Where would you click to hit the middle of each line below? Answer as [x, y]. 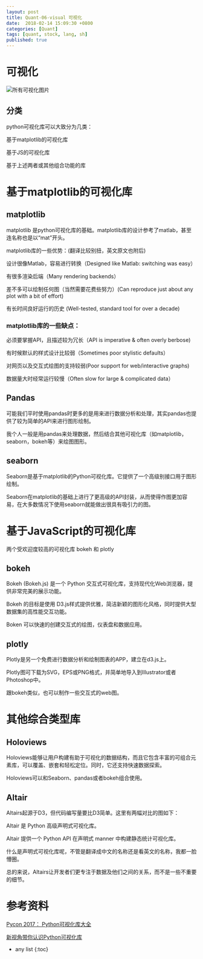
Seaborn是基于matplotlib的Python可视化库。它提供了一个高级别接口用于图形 [101, 476]
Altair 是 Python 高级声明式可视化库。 [53, 826]
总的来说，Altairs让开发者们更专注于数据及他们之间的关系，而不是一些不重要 [101, 872]
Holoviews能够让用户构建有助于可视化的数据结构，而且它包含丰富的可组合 [99, 758]
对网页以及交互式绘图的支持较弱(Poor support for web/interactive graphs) [98, 366]
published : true [27, 40]
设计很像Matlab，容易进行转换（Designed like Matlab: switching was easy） [101, 263]
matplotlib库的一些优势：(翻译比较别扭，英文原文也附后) [76, 250]
